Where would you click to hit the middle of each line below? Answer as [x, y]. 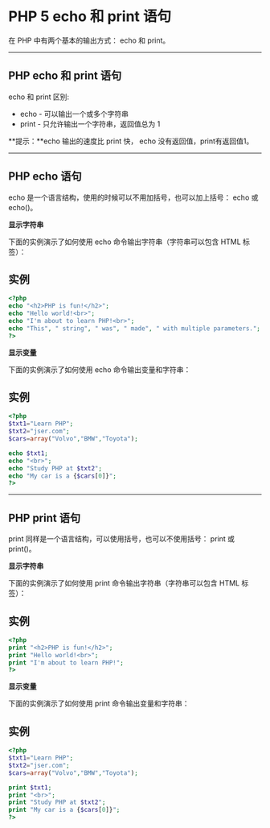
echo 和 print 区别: [39, 97]
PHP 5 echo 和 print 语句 [90, 17]
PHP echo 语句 [45, 177]
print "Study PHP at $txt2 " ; [57, 802]
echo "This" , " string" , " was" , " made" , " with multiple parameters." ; [135, 328]
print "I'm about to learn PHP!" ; [66, 662]
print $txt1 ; [30, 787]
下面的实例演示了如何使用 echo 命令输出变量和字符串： [100, 369]
